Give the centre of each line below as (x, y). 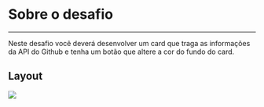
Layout (26, 76)
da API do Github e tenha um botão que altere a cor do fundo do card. (121, 52)
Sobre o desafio (61, 14)
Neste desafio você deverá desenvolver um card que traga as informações (129, 43)
